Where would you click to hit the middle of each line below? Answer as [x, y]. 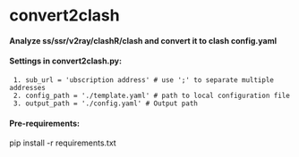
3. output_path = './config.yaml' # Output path [106, 103]
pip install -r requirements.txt [63, 143]
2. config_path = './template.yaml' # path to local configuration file [152, 95]
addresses [28, 87]
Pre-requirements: [45, 123]
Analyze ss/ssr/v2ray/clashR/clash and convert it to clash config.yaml [143, 40]
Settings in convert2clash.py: [66, 61]
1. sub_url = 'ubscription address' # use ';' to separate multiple [144, 80]
